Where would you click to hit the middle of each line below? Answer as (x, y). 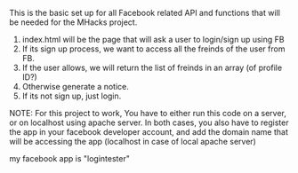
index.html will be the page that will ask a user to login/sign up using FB (153, 39)
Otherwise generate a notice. (75, 86)
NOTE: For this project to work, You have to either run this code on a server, (148, 113)
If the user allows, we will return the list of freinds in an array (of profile (152, 67)
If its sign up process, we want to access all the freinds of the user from (153, 49)
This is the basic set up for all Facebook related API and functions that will (145, 13)
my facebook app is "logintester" (70, 158)
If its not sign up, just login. (72, 96)
